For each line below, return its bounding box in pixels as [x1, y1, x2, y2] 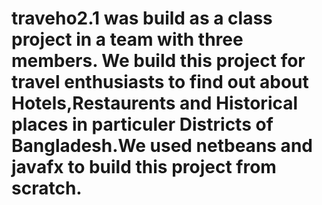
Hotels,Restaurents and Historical [11, 92, 299, 115]
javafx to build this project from [11, 156, 277, 179]
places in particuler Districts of [11, 113, 274, 136]
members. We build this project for [11, 50, 306, 72]
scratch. [11, 177, 83, 200]
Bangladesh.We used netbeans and [11, 135, 313, 157]
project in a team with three [11, 28, 244, 51]
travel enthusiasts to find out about [11, 71, 309, 94]
